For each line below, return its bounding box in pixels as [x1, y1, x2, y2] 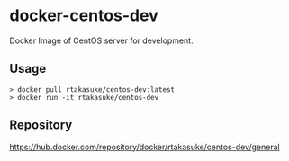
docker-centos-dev [9, 5, 159, 26]
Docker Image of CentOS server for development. [9, 35, 194, 46]
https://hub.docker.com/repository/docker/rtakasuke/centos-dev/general [9, 141, 281, 152]
